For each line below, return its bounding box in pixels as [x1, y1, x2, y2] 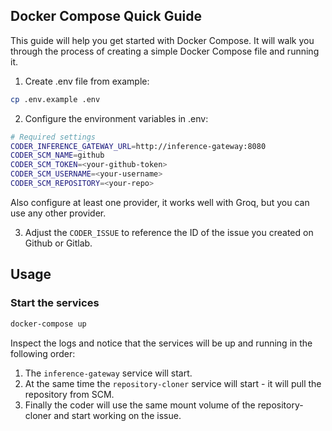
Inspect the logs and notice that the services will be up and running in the [10, 337, 313, 349]
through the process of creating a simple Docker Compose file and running [10, 45, 320, 57]
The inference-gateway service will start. [24, 367, 193, 379]
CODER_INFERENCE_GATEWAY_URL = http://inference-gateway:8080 [10, 141, 267, 151]
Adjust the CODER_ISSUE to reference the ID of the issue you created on [24, 226, 314, 238]
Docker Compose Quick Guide [10, 8, 202, 25]
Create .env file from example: [24, 75, 150, 87]
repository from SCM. [24, 388, 115, 400]
